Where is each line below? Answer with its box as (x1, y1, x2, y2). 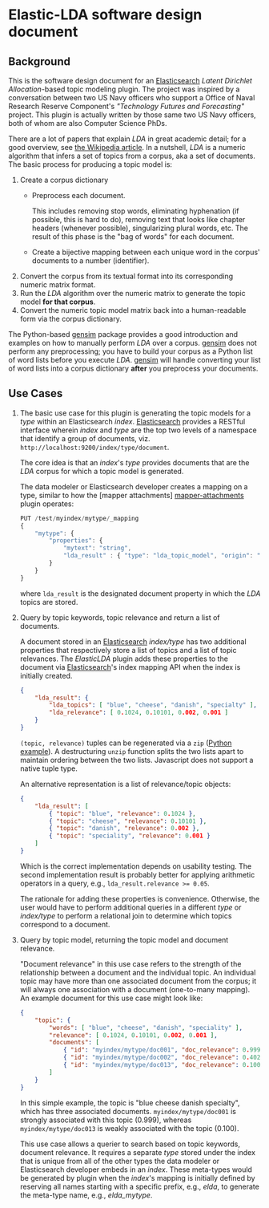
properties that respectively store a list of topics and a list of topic (19, 645, 237, 655)
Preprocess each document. (31, 191, 126, 200)
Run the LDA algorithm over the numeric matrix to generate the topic (19, 289, 246, 298)
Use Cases (8, 387, 63, 400)
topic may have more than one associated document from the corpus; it (19, 976, 257, 986)
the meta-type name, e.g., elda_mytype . (19, 1190, 153, 1200)
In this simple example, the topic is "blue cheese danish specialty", (19, 1097, 240, 1108)
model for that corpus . (19, 297, 96, 306)
